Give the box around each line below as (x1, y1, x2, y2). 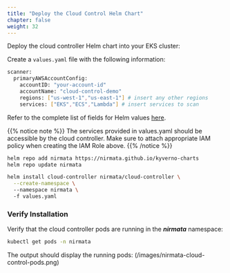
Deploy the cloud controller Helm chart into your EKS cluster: (7, 42, 181, 50)
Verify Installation (7, 209, 68, 218)
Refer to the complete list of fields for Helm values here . (7, 113, 166, 122)
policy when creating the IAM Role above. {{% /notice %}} (7, 141, 173, 149)
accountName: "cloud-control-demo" (19, 88, 122, 95)
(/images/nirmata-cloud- (134, 251, 205, 259)
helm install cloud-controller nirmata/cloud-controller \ (7, 173, 181, 180)
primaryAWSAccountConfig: (13, 75, 88, 82)
